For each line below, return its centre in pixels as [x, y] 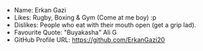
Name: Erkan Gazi [40, 10]
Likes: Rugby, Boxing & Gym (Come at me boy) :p [85, 17]
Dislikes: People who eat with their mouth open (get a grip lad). [105, 25]
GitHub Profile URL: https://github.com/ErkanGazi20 [89, 40]
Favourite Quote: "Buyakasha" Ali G [65, 32]
